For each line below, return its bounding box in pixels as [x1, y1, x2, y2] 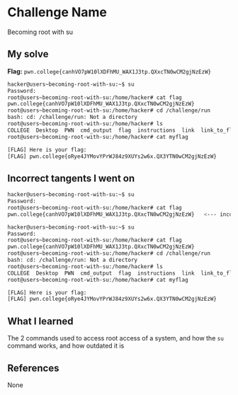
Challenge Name [7, 4, 108, 21]
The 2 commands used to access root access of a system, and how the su [7, 334, 225, 343]
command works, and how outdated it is [7, 341, 125, 350]
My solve [7, 48, 49, 60]
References [7, 362, 59, 374]
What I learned [7, 315, 74, 327]
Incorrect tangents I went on [7, 172, 135, 184]
